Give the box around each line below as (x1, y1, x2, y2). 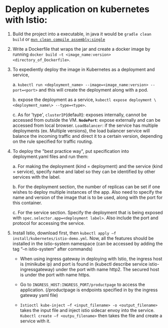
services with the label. (12, 174, 61, 180)
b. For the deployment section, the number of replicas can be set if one (12, 184, 160, 190)
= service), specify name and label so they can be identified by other (12, 169, 155, 175)
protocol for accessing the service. (12, 220, 86, 226)
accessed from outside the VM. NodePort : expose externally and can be (12, 117, 161, 123)
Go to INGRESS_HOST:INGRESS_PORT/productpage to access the (20, 281, 145, 287)
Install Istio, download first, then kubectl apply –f (12, 230, 117, 236)
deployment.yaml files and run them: (12, 153, 89, 159)
